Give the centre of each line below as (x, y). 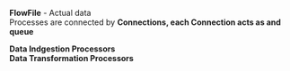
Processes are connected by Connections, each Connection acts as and (145, 22)
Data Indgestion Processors (62, 49)
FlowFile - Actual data (50, 13)
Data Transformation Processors (72, 58)
